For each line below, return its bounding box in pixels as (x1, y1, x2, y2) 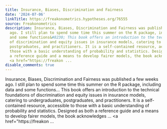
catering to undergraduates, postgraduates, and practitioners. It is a (5, 97, 144, 103)
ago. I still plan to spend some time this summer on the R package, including (5, 81, 162, 87)
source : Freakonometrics (5, 21, 57, 26)
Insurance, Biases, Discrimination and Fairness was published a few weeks (5, 76, 159, 82)
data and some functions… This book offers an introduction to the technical (5, 87, 160, 93)
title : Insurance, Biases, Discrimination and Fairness (5, 7, 123, 12)
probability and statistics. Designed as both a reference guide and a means (5, 108, 159, 114)
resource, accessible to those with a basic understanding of (26, 103, 150, 109)
